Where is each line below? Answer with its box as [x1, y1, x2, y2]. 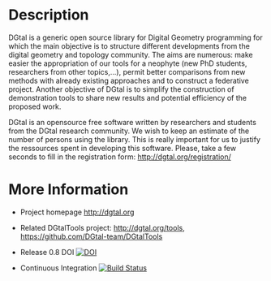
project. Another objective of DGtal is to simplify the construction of [8, 84, 234, 94]
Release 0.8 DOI [19, 247, 75, 257]
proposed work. [8, 102, 62, 111]
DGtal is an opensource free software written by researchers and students [8, 117, 257, 127]
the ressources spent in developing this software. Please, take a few [8, 143, 237, 153]
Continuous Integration [19, 262, 97, 273]
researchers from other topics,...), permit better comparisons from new [8, 67, 246, 76]
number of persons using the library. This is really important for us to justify [8, 134, 261, 144]
